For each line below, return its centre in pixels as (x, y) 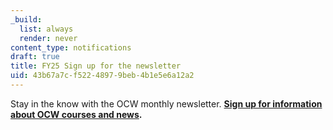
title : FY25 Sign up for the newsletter (96, 66)
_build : (26, 19)
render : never (48, 38)
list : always (46, 29)
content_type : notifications (71, 47)
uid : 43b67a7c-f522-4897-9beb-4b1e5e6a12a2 (102, 76)
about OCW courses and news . (76, 114)
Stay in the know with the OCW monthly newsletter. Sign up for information (166, 103)
